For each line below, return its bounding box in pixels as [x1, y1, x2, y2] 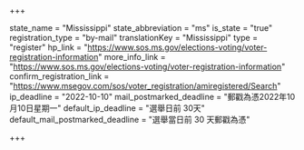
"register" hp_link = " [9, 42, 88, 53]
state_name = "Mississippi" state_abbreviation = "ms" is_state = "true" [9, 23, 273, 33]
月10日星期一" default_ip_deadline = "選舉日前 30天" [9, 103, 206, 114]
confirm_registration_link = [9, 71, 110, 82]
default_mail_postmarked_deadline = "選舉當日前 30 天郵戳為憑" [9, 115, 250, 125]
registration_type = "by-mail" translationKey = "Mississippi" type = [9, 33, 259, 43]
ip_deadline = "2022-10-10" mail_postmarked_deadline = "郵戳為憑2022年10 [9, 92, 296, 102]
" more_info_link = [98, 52, 166, 62]
